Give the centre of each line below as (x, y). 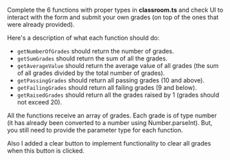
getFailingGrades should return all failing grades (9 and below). (107, 88)
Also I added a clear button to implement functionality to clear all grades (109, 143)
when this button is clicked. (46, 151)
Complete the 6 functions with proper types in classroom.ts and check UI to (115, 10)
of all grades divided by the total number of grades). (91, 73)
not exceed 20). (39, 102)
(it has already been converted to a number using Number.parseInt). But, (110, 123)
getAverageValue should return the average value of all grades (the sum (118, 66)
